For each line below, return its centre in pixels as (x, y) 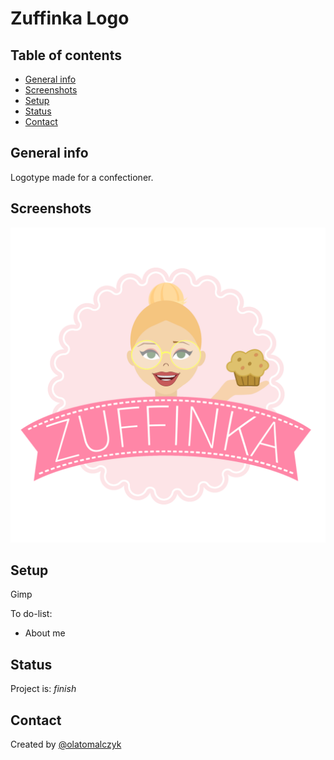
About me (45, 633)
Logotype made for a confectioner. (82, 177)
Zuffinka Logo (70, 18)
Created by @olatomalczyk (66, 744)
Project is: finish (43, 689)
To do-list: (31, 614)
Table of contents (66, 55)
